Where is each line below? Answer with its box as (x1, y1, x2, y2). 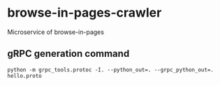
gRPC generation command (7, 48, 130, 60)
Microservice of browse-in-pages (7, 28, 105, 36)
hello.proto (7, 72, 42, 79)
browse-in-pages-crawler (7, 5, 162, 21)
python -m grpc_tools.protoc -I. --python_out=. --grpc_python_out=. (7, 66, 214, 74)
